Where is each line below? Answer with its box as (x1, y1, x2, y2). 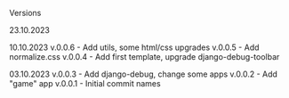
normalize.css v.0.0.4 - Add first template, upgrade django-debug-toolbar (9, 52, 280, 61)
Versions (9, 8, 42, 18)
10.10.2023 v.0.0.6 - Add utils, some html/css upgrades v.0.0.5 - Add (9, 42, 260, 53)
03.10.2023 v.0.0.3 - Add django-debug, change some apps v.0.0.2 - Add (9, 69, 278, 79)
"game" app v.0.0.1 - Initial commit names (9, 78, 162, 88)
